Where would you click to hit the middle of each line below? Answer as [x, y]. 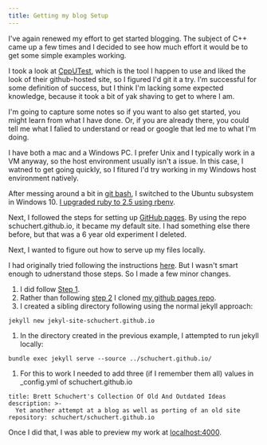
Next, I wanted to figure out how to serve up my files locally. [107, 250]
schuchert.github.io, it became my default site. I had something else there [129, 226]
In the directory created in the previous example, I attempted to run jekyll [139, 335]
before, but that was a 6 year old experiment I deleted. [98, 234]
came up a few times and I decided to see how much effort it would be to [128, 47]
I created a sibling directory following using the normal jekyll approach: [136, 306]
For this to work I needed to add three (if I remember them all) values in [137, 373]
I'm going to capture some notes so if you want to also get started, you [124, 112]
